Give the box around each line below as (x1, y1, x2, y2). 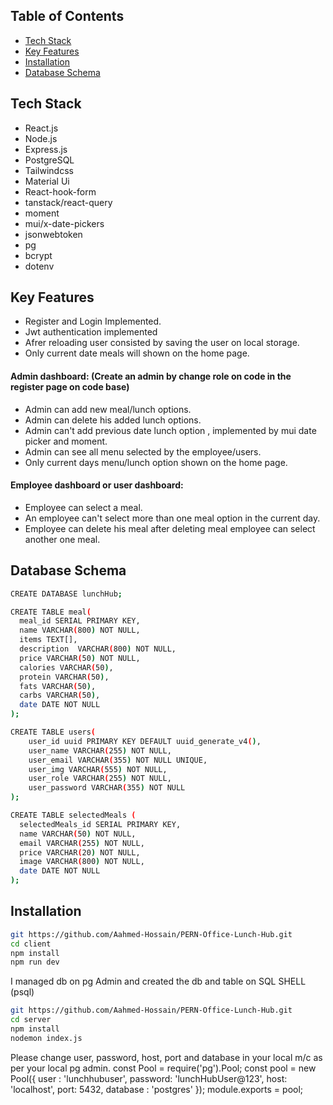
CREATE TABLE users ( (10, 727, 97, 738)
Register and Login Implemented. (24, 315, 162, 328)
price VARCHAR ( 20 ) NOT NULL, (19, 847, 141, 858)
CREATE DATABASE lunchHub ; (10, 589, 123, 599)
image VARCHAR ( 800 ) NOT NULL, (19, 857, 145, 867)
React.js (24, 122, 59, 134)
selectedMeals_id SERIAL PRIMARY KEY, (19, 819, 182, 829)
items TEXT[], (19, 635, 78, 645)
